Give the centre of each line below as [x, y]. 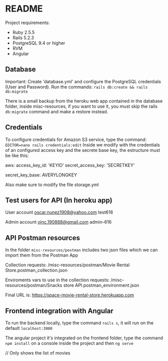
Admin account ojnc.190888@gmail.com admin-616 [58, 222]
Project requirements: [28, 23]
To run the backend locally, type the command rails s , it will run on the [79, 323]
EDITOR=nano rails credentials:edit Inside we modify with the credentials [83, 145]
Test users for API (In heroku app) [59, 200]
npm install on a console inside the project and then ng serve [69, 343]
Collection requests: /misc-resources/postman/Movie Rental [67, 265]
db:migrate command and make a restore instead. [57, 111]
